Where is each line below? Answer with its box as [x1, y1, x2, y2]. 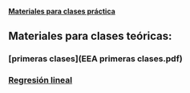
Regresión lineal [8, 74, 73, 85]
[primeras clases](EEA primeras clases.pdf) [8, 52, 183, 64]
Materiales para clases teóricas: [8, 29, 172, 43]
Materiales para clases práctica [8, 6, 116, 16]
